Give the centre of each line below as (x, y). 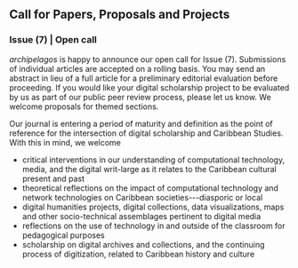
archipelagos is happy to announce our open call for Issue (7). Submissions (148, 59)
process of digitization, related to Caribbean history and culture (138, 254)
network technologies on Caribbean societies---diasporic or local (142, 197)
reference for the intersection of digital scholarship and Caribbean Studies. (146, 133)
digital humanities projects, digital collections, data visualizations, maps (153, 207)
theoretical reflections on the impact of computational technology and (150, 188)
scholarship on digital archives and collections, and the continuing (143, 244)
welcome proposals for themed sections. (84, 106)
